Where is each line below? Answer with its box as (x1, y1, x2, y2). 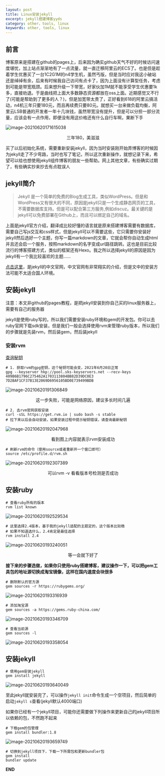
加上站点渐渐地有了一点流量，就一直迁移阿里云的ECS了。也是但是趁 (22, 65, 161, 71)
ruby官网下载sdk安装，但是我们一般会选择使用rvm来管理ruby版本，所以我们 (5, 323, 160, 329)
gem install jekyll (5, 673, 46, 678)
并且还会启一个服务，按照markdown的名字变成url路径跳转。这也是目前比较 (5, 241, 157, 247)
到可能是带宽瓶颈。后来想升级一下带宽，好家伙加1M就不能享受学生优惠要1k (5, 83, 158, 89)
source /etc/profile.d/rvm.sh (5, 451, 68, 456)
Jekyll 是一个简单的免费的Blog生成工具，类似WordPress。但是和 (17, 193, 148, 199)
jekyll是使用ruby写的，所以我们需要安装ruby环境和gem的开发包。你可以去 (5, 316, 155, 322)
